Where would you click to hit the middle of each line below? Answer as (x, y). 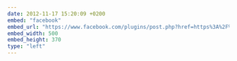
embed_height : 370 (34, 40)
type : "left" (26, 46)
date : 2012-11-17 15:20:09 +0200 (56, 14)
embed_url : (23, 27)
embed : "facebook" (34, 20)
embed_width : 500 (33, 33)
